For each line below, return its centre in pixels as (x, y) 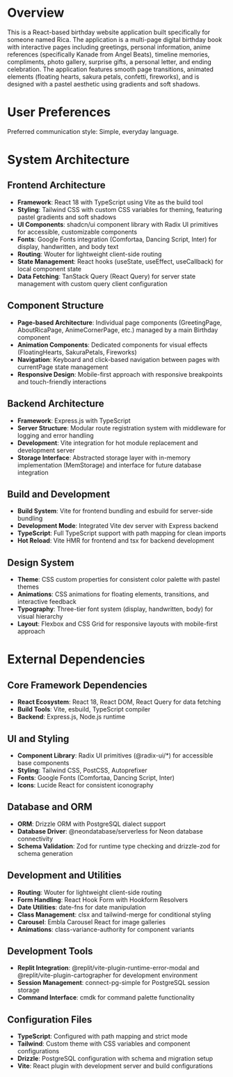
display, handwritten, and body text (68, 246)
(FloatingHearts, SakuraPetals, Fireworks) (77, 352)
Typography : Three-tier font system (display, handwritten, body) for (115, 609)
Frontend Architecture (56, 185)
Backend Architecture (56, 404)
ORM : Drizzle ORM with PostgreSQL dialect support (91, 824)
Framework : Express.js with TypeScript (74, 421)
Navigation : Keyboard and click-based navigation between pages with (119, 359)
